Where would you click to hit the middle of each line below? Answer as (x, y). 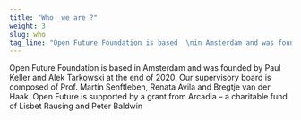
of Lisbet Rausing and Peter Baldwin (76, 106)
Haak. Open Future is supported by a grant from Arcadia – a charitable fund (149, 97)
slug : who (28, 34)
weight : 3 (28, 26)
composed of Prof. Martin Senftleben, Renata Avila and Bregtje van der (140, 87)
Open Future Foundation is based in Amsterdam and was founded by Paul (145, 68)
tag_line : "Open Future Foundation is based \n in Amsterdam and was (142, 43)
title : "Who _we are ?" (54, 17)
